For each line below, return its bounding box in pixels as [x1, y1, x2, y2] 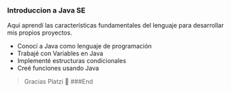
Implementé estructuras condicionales [17, 57, 126, 65]
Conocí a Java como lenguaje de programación [17, 42, 152, 50]
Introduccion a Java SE [7, 6, 86, 15]
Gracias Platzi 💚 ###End [23, 77, 93, 86]
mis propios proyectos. [7, 28, 72, 37]
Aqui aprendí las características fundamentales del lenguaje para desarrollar [7, 21, 224, 30]
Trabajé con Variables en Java [17, 49, 103, 57]
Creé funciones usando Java [17, 64, 99, 73]
